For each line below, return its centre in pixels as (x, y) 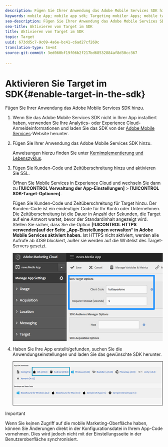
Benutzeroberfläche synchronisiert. (42, 439)
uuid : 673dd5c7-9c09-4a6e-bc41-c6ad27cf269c (52, 43)
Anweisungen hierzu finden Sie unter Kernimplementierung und (78, 153)
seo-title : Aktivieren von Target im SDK (49, 27)
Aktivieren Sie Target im (56, 83)
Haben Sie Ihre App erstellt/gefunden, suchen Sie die (67, 349)
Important (15, 413)
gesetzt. (38, 246)
